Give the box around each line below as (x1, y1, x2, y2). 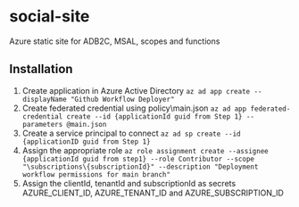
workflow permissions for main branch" (21, 170, 171, 179)
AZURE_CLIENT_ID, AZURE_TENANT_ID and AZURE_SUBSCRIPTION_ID (21, 187, 284, 198)
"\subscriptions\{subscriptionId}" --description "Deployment (21, 162, 259, 171)
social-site (9, 6, 90, 27)
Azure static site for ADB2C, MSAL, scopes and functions (9, 36, 220, 46)
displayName (21, 95, 67, 103)
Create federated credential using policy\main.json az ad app (21, 103, 247, 113)
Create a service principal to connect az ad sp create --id (21, 128, 241, 138)
